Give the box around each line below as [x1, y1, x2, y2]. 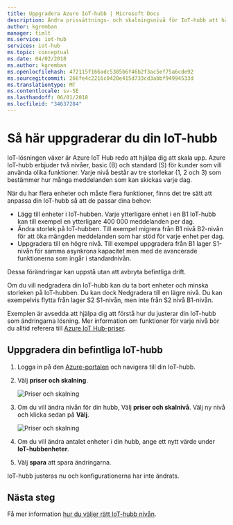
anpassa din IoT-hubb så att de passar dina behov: [7, 196, 152, 205]
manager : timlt [7, 29, 51, 37]
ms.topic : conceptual [7, 49, 70, 56]
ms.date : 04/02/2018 [7, 56, 67, 62]
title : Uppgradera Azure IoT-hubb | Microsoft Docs [7, 10, 159, 17]
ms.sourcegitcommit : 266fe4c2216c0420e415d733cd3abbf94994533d [7, 74, 194, 82]
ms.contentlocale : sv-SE [7, 87, 79, 94]
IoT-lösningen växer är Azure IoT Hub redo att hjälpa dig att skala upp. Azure [7, 153, 226, 162]
